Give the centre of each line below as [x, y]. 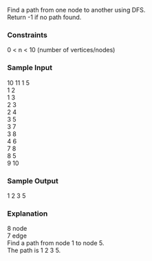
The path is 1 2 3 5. [34, 251]
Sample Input [30, 68]
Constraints [28, 35]
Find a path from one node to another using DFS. [76, 10]
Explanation [28, 214]
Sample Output [33, 181]
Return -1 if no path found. [44, 17]
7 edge [17, 236]
